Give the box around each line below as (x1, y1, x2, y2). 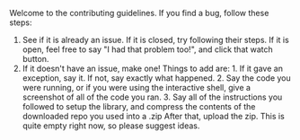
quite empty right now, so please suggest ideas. (22, 120, 200, 131)
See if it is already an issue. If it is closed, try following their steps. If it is (22, 35, 289, 45)
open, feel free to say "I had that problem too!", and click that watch (22, 44, 274, 55)
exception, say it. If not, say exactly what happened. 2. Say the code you (22, 73, 292, 83)
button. (22, 54, 49, 64)
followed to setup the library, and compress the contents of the (22, 101, 256, 111)
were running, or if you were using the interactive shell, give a (22, 83, 251, 92)
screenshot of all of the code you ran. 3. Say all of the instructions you (22, 92, 283, 102)
